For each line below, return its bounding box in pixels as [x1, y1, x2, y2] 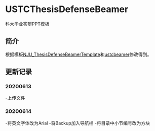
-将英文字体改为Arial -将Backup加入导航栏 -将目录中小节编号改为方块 [5, 120, 150, 126]
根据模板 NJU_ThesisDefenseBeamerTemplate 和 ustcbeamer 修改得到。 [5, 51, 152, 57]
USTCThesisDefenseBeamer [5, 4, 129, 15]
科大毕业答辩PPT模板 [5, 21, 50, 27]
